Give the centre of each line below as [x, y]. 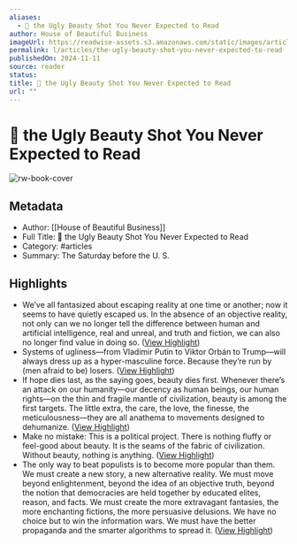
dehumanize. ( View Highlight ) [76, 427]
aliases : [25, 17]
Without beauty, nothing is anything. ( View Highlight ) [118, 456]
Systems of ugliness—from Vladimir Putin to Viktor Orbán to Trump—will [154, 352]
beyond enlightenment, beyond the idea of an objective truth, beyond [148, 484]
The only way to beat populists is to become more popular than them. [148, 464]
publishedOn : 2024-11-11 [55, 58]
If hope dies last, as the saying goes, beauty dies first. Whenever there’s [153, 380]
